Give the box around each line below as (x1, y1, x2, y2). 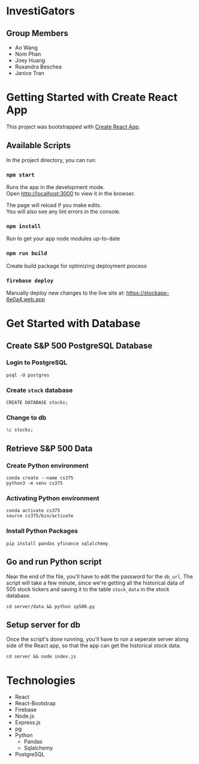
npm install (6, 223, 41, 229)
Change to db (6, 414, 47, 422)
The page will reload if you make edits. (6, 202, 102, 209)
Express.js (14, 719, 41, 726)
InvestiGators (6, 4, 75, 18)
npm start (6, 171, 35, 178)
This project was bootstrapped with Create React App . (6, 123, 141, 130)
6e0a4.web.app (6, 295, 46, 302)
